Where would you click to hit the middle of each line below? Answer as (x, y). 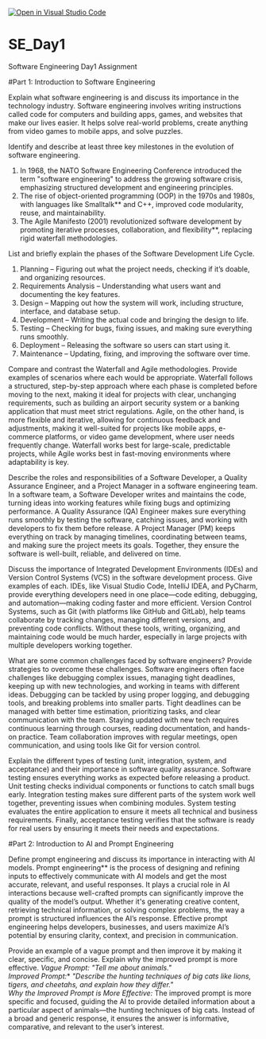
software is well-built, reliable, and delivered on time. (95, 553)
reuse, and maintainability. (63, 213)
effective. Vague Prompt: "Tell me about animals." (90, 967)
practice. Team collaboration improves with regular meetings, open (128, 736)
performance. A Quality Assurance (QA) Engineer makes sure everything (127, 511)
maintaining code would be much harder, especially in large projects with (128, 636)
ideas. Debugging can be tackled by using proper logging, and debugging (129, 694)
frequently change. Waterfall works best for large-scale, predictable (120, 445)
